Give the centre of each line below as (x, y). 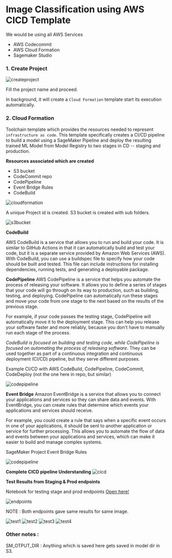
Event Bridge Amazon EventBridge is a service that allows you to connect (83, 394)
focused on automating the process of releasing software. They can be (81, 348)
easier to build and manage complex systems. (54, 442)
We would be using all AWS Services (44, 34)
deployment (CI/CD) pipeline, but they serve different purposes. (73, 359)
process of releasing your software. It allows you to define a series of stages (86, 284)
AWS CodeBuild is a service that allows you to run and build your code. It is (85, 242)
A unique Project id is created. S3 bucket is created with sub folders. (78, 212)
